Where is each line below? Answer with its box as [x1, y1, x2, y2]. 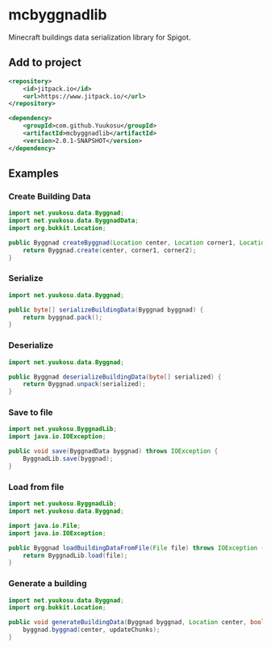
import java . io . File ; [8, 521, 81, 530]
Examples [8, 167, 59, 181]
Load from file [8, 481, 65, 492]
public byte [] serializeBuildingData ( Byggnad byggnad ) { [8, 305, 204, 314]
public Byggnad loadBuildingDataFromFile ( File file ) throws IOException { [8, 543, 265, 552]
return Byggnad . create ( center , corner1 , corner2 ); [23, 246, 197, 254]
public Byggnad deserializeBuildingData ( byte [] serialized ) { [8, 373, 222, 381]
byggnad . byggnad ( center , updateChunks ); [23, 626, 161, 634]
